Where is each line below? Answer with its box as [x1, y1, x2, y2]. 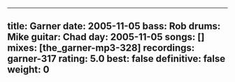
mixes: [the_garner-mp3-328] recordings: [7, 42, 195, 54]
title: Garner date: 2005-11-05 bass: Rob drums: [7, 20, 221, 32]
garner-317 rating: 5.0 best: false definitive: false [7, 53, 226, 65]
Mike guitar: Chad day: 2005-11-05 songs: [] [7, 31, 205, 43]
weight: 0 [7, 64, 50, 76]
